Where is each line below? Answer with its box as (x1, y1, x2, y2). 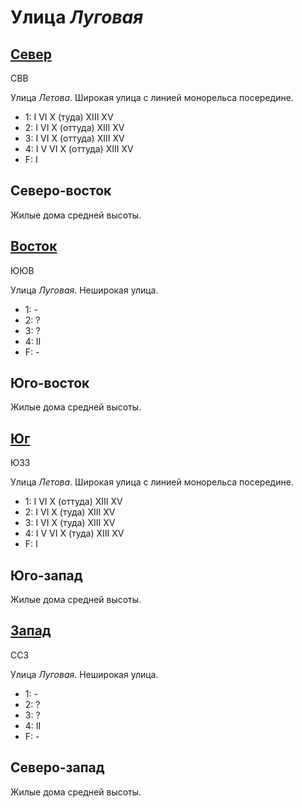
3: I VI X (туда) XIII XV (24, 517, 116, 529)
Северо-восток (10, 182, 112, 200)
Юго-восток (10, 375, 90, 392)
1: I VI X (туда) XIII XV (24, 111, 114, 123)
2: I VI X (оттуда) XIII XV (24, 122, 125, 133)
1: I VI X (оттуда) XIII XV (24, 496, 123, 508)
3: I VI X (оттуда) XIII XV (24, 132, 125, 144)
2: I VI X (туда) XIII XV (24, 506, 116, 518)
